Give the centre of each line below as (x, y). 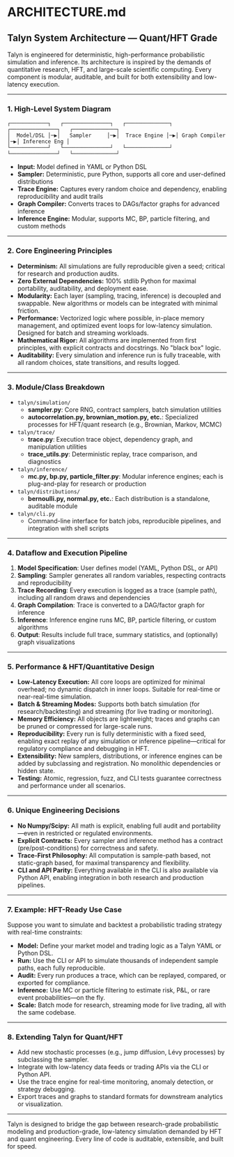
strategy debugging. (46, 1089)
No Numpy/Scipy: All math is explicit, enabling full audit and (103, 826)
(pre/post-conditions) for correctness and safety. (88, 848)
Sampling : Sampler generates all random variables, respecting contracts (122, 576)
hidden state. (36, 771)
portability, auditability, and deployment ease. (83, 288)
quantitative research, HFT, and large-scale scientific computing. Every (109, 69)
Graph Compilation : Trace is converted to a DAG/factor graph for (111, 605)
